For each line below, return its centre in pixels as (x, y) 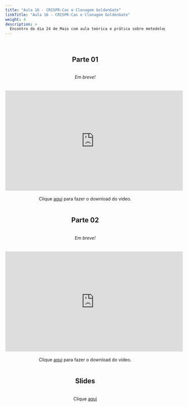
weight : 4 (16, 19)
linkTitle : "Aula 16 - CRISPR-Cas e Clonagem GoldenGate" (68, 15)
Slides (85, 381)
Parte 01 (85, 59)
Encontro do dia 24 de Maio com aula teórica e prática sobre (77, 29)
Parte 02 (85, 220)
